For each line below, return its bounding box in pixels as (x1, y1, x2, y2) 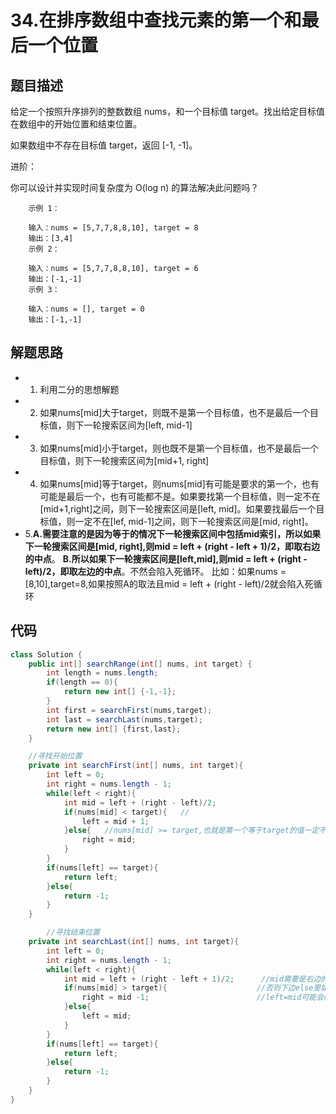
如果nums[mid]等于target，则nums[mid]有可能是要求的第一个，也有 (39, 477, 320, 490)
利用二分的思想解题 (39, 383, 120, 395)
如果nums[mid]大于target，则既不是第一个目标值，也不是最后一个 (39, 406, 311, 418)
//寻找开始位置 (28, 751, 83, 761)
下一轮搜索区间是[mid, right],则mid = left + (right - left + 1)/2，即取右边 (24, 540, 321, 552)
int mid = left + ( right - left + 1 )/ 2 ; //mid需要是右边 (63, 974, 322, 984)
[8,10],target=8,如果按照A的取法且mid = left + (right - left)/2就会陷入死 (24, 577, 314, 590)
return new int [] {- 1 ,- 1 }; (63, 687, 177, 697)
